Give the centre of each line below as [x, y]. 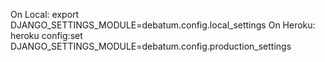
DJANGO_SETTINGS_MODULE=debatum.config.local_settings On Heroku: [163, 25]
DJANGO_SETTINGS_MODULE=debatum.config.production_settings [151, 46]
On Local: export [45, 14]
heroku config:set [46, 35]
